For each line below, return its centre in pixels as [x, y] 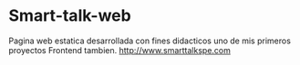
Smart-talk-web [70, 16]
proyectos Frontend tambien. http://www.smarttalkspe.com [120, 50]
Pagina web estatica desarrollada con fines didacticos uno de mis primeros [150, 41]
